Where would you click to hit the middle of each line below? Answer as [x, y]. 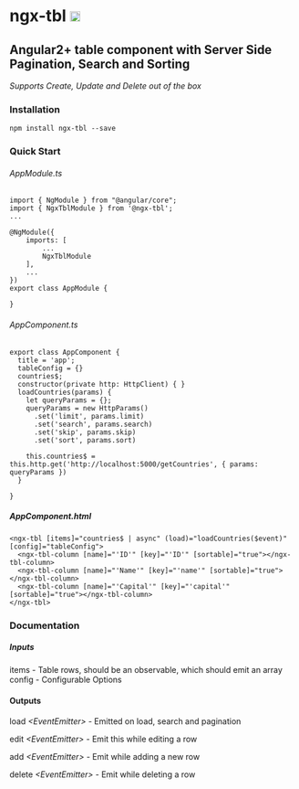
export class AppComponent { [65, 352]
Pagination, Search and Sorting [100, 64]
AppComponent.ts [44, 325]
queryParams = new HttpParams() [87, 408]
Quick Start [35, 152]
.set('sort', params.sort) [85, 440]
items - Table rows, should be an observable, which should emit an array [146, 670]
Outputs [26, 701]
